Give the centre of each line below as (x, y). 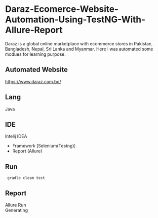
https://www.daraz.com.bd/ (33, 81)
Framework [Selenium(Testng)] (44, 146)
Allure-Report (34, 30)
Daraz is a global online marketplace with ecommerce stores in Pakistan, (79, 43)
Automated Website (37, 70)
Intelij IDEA (16, 136)
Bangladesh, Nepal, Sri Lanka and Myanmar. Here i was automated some (79, 49)
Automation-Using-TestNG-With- (75, 19)
